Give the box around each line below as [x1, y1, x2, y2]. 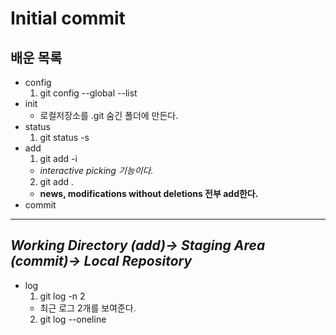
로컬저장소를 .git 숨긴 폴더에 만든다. [39, 110, 179, 121]
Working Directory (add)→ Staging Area [10, 237, 266, 254]
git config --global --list [39, 87, 138, 99]
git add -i [39, 153, 78, 164]
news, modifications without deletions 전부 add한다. [39, 188, 259, 199]
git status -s [39, 132, 90, 143]
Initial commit [10, 7, 126, 30]
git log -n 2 [39, 290, 86, 302]
